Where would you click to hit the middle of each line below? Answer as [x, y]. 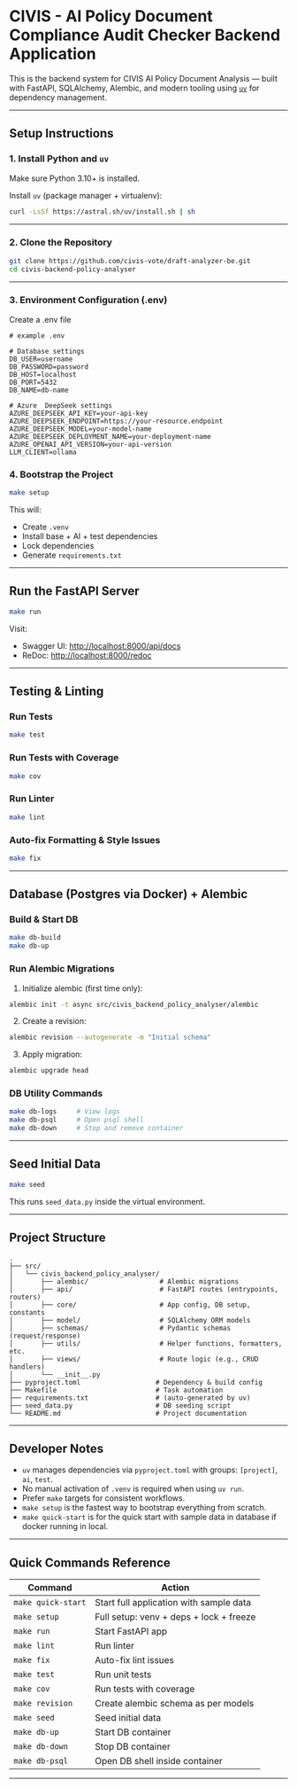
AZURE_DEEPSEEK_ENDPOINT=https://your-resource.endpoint [116, 421]
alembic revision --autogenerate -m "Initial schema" [110, 1038]
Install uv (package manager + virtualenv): [86, 195]
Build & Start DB [44, 919]
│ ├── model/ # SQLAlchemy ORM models [130, 1320]
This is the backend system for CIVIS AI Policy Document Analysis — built [144, 78]
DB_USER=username [41, 359]
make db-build [35, 938]
